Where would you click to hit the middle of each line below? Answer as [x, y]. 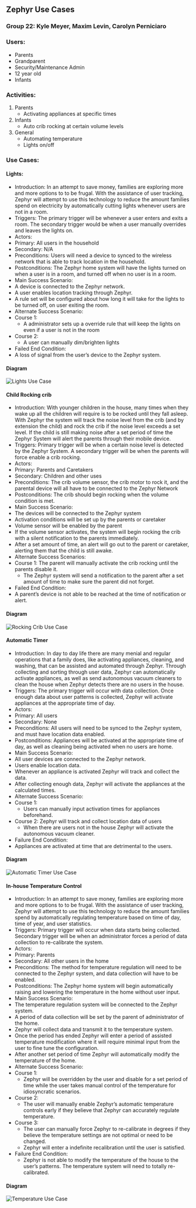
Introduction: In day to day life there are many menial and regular [92, 653]
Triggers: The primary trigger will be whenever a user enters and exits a [101, 218]
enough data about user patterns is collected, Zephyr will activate [94, 696]
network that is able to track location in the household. [80, 262]
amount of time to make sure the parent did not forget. [89, 582]
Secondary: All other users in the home [62, 961]
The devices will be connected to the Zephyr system [78, 513]
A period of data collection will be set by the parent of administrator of [99, 1017]
